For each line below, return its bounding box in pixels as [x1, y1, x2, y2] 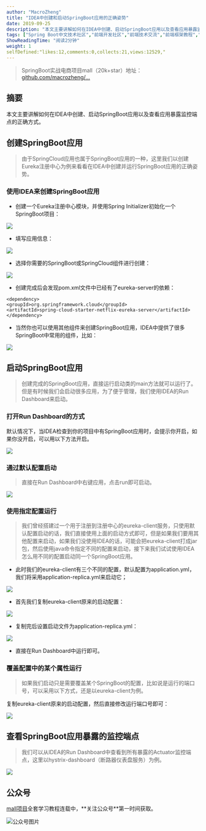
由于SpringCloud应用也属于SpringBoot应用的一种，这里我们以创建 [21, 155, 189, 163]
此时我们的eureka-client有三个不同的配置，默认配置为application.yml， [15, 566, 195, 573]
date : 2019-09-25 [6, 20, 51, 26]
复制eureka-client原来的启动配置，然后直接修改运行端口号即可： [6, 700, 169, 707]
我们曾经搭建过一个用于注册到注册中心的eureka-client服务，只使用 [21, 522, 190, 529]
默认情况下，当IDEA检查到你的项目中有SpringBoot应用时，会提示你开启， [6, 427, 192, 435]
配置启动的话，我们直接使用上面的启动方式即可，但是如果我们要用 [26, 529, 194, 537]
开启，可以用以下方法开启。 [22, 435, 93, 442]
